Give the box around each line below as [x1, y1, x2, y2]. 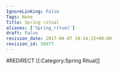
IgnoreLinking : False [6, 8, 60, 15]
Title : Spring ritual [6, 19, 60, 25]
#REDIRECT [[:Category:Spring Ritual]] [6, 57, 100, 64]
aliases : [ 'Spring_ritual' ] [6, 24, 76, 31]
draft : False [6, 30, 38, 36]
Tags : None [6, 14, 33, 20]
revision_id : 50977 [6, 41, 54, 47]
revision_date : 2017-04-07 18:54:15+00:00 [6, 36, 112, 41]
